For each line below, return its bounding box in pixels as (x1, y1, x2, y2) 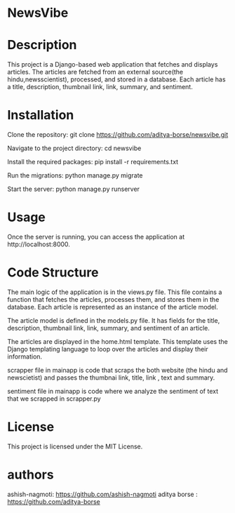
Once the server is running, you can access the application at (7, 233, 184, 241)
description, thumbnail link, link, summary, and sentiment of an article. (7, 324, 210, 332)
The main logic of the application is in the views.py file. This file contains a (7, 288, 222, 296)
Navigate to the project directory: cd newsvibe (7, 144, 142, 152)
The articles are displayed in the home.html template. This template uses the (7, 337, 228, 345)
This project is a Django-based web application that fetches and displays (7, 60, 218, 69)
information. (7, 352, 43, 361)
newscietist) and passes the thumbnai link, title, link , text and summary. (7, 373, 215, 382)
